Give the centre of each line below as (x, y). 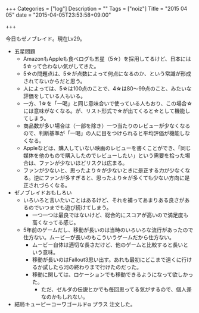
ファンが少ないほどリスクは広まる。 (83, 163)
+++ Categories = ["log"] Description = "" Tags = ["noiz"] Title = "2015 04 (97, 9)
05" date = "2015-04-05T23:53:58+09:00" (58, 15)
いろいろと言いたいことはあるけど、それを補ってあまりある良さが (104, 200)
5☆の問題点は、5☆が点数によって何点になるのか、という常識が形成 (107, 73)
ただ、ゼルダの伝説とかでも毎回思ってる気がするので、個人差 (116, 289)
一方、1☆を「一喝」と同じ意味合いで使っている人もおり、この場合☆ (108, 103)
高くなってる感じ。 (55, 222)
